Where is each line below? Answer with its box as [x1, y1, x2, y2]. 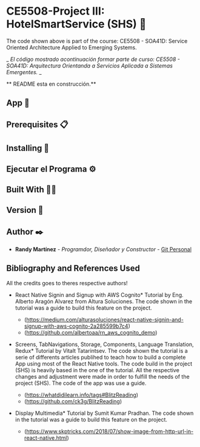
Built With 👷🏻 [6, 184, 57, 195]
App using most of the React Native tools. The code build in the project [15, 360, 193, 367]
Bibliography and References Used [6, 263, 141, 274]
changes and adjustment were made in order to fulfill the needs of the [15, 373, 190, 380]
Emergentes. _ [6, 68, 42, 75]
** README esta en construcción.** [6, 80, 96, 88]
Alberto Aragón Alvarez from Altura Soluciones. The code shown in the [15, 297, 193, 305]
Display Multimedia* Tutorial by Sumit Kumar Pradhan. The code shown [15, 409, 194, 417]
